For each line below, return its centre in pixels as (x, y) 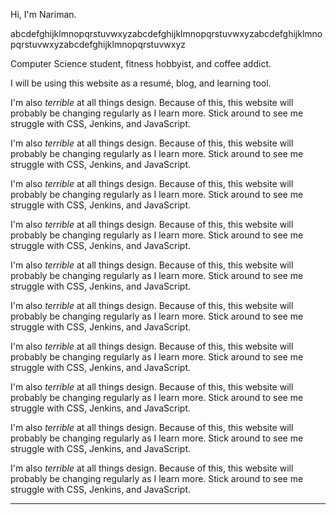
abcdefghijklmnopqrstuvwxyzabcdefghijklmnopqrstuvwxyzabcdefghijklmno (166, 33)
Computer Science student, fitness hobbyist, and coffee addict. (141, 63)
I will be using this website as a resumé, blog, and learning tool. (141, 83)
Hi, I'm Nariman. (43, 14)
